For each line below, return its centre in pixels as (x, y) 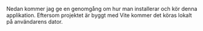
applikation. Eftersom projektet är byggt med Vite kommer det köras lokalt (99, 15)
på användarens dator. (35, 22)
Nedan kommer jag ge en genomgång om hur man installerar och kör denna (102, 9)
